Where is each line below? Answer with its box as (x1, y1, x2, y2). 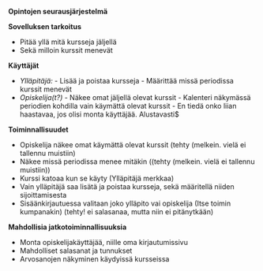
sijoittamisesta (19, 191, 67, 199)
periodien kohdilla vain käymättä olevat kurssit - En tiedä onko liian (19, 102, 237, 110)
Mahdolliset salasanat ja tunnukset (19, 246, 133, 255)
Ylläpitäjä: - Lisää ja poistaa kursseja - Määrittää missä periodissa (19, 76, 235, 85)
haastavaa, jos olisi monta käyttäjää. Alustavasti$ (19, 110, 179, 119)
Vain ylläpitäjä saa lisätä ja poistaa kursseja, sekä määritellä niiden (19, 182, 235, 191)
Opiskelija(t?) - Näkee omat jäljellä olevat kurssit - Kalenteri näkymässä (19, 93, 251, 102)
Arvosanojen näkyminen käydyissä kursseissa (19, 254, 170, 263)
